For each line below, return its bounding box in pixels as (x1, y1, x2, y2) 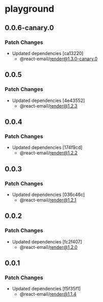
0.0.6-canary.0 (5, 23, 54, 32)
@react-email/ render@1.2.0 (19, 244, 78, 250)
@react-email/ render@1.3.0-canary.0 (19, 56, 98, 62)
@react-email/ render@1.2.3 (19, 103, 78, 109)
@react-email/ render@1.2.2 (19, 150, 78, 156)
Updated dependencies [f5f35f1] (12, 286, 81, 292)
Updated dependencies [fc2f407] (12, 238, 82, 245)
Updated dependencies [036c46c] (12, 191, 85, 197)
